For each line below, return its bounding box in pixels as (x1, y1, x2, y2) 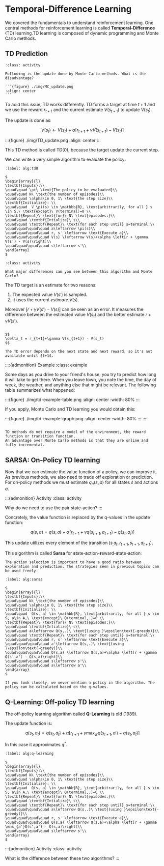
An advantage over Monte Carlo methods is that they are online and (5, 438, 148, 443)
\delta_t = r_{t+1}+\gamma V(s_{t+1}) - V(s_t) (5, 336, 105, 341)
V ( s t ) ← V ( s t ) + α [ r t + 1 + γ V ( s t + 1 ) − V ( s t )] (41, 127, 124, 134)
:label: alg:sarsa (5, 577, 43, 582)
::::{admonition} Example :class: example (5, 362, 87, 368)
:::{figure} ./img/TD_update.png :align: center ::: (5, 138, 101, 144)
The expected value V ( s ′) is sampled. (12, 291, 87, 298)
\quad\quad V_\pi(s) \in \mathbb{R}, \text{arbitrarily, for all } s (5, 205, 153, 210)
